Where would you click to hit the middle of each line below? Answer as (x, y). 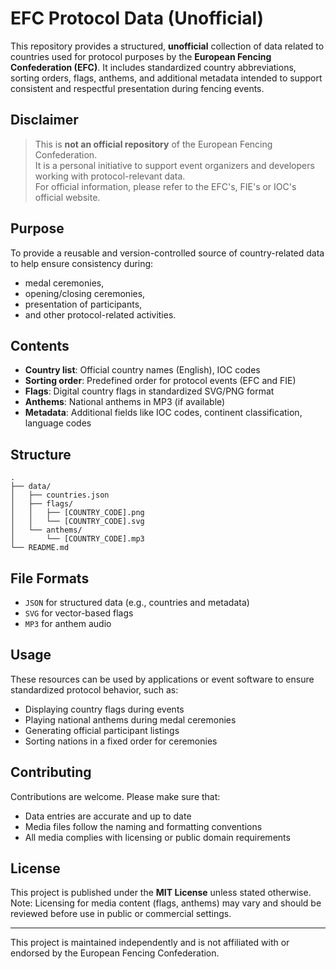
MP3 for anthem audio (68, 623)
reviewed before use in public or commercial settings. (121, 914)
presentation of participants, (83, 304)
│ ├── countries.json (60, 495)
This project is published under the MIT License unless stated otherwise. (161, 893)
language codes (58, 423)
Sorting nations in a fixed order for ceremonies (121, 741)
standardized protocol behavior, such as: (94, 689)
